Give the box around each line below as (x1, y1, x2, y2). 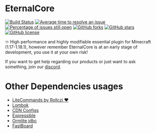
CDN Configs (12, 107, 39, 113)
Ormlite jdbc (12, 117, 38, 123)
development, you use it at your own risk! (5, 49, 88, 55)
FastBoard (12, 123, 33, 129)
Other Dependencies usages (5, 81, 123, 92)
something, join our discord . (5, 64, 61, 70)
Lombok (12, 102, 29, 108)
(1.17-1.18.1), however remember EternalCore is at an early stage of (5, 44, 138, 50)
